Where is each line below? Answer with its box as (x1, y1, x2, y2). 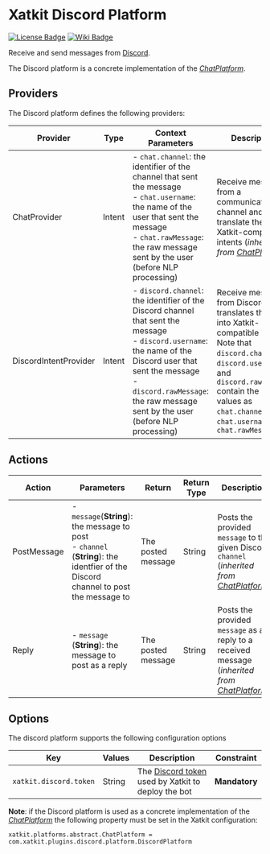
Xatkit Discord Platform (8, 6, 167, 24)
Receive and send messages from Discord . (8, 47, 151, 57)
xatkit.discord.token (12, 777, 95, 786)
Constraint (215, 753, 257, 764)
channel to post (72, 581, 131, 592)
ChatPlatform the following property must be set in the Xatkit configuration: (8, 815, 258, 825)
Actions (8, 453, 48, 467)
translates (216, 307, 255, 318)
